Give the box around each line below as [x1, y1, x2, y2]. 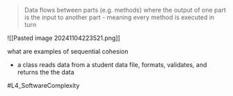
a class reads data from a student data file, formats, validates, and [17, 61, 207, 68]
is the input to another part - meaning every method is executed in [24, 13, 215, 21]
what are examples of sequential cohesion [7, 48, 129, 55]
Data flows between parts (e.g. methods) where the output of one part [24, 6, 226, 14]
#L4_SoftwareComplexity [7, 81, 80, 89]
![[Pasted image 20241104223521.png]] [7, 34, 120, 42]
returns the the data [17, 68, 74, 76]
